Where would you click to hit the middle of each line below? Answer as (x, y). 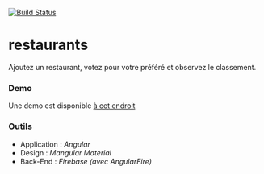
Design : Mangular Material (65, 152)
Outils (20, 126)
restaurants (48, 45)
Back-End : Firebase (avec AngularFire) (86, 161)
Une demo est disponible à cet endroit (72, 106)
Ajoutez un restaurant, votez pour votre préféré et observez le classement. (132, 67)
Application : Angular (55, 144)
